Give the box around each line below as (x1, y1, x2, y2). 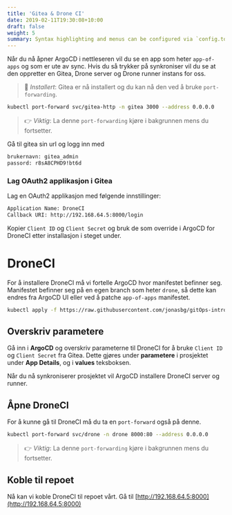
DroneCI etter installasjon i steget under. (7, 231, 122, 239)
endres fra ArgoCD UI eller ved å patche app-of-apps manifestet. (7, 293, 191, 301)
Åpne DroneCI (7, 399, 69, 411)
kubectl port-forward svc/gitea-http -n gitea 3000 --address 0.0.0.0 (7, 104, 215, 111)
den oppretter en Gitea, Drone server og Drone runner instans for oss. (7, 70, 206, 78)
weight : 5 (7, 29, 36, 37)
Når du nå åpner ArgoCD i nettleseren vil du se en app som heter (7, 55, 192, 63)
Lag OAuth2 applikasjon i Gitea (7, 176, 113, 185)
